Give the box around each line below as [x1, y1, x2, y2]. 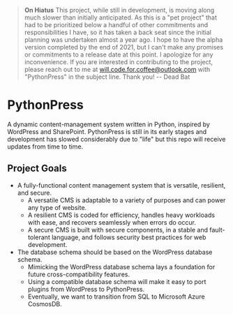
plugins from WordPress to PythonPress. [27, 285, 145, 293]
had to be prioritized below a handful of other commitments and [24, 21, 209, 29]
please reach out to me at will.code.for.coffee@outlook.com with [24, 66, 211, 73]
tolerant [27, 233, 50, 241]
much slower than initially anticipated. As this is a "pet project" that [24, 13, 218, 22]
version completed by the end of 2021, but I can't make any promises [24, 43, 224, 51]
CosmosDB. [27, 299, 62, 308]
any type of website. [27, 203, 87, 211]
